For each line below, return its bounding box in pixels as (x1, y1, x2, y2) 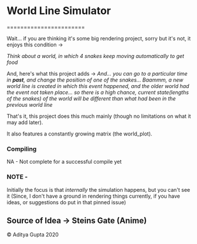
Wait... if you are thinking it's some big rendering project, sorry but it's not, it (6, 35, 191, 42)
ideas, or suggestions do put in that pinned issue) (6, 198, 127, 206)
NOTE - (6, 173, 28, 181)
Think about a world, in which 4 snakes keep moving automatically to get (6, 52, 184, 59)
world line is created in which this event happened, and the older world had (6, 82, 189, 89)
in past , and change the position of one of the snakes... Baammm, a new (6, 76, 184, 83)
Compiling (6, 145, 37, 153)
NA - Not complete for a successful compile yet (6, 158, 122, 165)
